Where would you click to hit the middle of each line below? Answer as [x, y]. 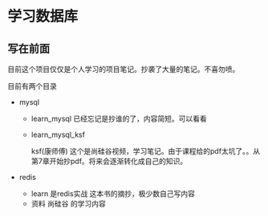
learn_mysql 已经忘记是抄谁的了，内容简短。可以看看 [119, 118]
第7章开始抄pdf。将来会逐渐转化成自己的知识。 [109, 161]
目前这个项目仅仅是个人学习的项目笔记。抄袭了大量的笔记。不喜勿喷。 [124, 69]
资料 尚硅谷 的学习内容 [68, 204]
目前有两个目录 [32, 86]
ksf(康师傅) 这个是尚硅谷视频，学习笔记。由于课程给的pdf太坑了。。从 [146, 151]
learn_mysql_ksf [58, 134]
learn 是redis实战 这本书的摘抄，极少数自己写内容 [113, 194]
